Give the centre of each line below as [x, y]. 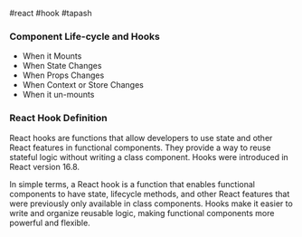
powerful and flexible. [50, 223]
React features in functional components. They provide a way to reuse [140, 147]
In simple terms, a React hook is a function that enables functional [132, 184]
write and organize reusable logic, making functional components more [142, 213]
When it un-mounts [58, 95]
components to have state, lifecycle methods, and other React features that [150, 194]
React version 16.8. [44, 166]
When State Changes [62, 66]
